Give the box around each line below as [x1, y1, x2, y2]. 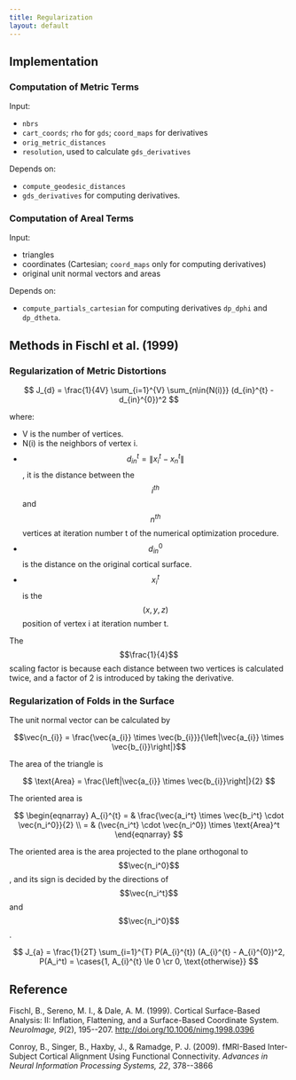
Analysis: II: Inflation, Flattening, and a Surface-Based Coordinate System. [9, 1014, 279, 1025]
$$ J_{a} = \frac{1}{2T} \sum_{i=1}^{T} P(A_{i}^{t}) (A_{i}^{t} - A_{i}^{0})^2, [12, 947, 285, 958]
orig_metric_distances [21, 138, 106, 147]
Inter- [267, 1041, 288, 1052]
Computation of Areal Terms [9, 212, 135, 225]
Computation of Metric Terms [9, 81, 139, 93]
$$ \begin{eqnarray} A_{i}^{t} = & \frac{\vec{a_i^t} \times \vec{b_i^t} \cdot [13, 810, 284, 821]
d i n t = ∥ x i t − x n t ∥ [127, 452, 184, 466]
